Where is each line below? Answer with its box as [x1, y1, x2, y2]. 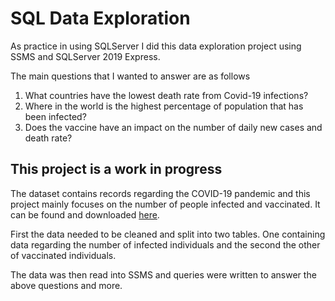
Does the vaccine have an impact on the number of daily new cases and [24, 121, 323, 133]
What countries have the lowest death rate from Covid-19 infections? [24, 89, 309, 101]
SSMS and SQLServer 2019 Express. [10, 50, 161, 62]
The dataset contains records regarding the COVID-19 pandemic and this [10, 187, 311, 199]
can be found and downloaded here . [10, 208, 160, 221]
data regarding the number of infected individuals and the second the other [10, 238, 321, 251]
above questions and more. [10, 279, 123, 291]
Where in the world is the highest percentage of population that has [24, 100, 304, 112]
